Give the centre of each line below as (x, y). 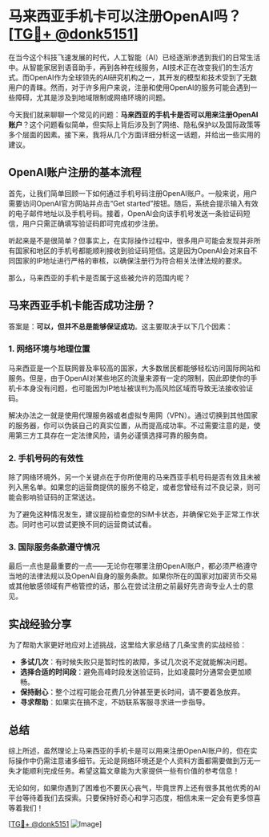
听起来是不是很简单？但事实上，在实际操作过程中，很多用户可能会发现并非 (131, 240)
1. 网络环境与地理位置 (49, 349)
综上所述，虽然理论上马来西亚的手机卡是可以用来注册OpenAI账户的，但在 (129, 751)
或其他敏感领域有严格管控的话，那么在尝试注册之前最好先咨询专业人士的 (127, 586)
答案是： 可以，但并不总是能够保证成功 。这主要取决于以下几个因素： (120, 326)
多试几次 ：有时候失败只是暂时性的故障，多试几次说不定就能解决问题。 (136, 662)
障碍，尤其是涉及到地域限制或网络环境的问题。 (92, 97)
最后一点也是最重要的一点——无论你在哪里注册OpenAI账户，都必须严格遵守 (133, 566)
